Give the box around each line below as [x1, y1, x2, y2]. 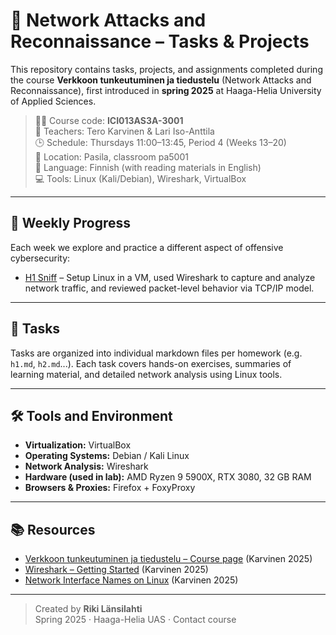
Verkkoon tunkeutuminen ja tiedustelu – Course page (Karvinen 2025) [24, 553, 313, 565]
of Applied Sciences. [10, 95, 97, 107]
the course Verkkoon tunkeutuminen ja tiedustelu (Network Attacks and [10, 74, 312, 86]
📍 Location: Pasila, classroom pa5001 [34, 150, 189, 163]
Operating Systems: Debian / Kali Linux [24, 450, 190, 462]
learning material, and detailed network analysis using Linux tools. [10, 368, 283, 380]
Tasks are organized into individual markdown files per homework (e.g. [10, 347, 303, 359]
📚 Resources [10, 521, 96, 538]
